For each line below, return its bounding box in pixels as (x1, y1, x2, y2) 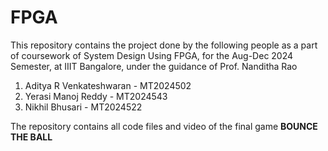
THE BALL (10, 131, 53, 143)
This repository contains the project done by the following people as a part (10, 39, 318, 51)
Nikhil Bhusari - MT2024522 (24, 101, 143, 113)
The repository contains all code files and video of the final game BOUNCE (10, 120, 318, 132)
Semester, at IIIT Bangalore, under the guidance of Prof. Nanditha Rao (10, 60, 298, 72)
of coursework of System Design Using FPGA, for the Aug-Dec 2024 (10, 49, 294, 61)
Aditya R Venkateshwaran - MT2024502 (24, 79, 192, 91)
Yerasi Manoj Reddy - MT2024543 (24, 90, 168, 102)
